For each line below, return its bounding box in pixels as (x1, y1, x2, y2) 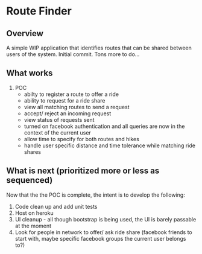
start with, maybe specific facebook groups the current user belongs (14, 235, 186, 242)
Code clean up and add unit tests (14, 203, 98, 210)
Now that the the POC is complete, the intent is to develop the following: (6, 191, 185, 198)
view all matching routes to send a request (24, 103, 130, 110)
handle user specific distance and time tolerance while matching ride (24, 142, 196, 149)
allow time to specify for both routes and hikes (24, 135, 140, 142)
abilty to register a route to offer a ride (24, 90, 119, 98)
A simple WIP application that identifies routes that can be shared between (6, 44, 192, 51)
